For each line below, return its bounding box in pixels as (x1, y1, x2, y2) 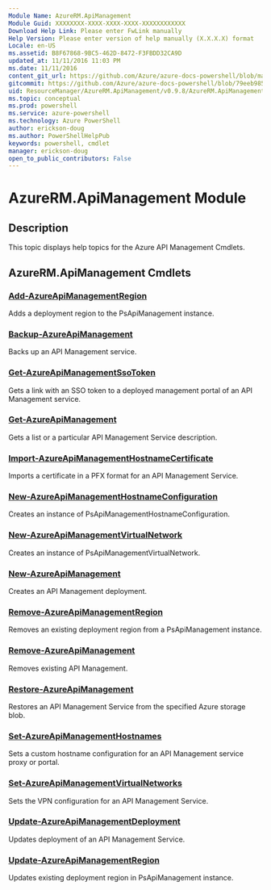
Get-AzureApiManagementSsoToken (8, 367, 156, 378)
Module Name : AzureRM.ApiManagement (8, 11, 131, 20)
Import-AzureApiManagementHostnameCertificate (8, 453, 214, 464)
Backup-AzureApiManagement (8, 328, 133, 340)
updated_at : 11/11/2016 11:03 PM (8, 57, 121, 65)
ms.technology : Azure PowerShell (8, 117, 121, 125)
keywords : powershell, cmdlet (8, 139, 110, 148)
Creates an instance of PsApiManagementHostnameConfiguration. (8, 509, 230, 519)
